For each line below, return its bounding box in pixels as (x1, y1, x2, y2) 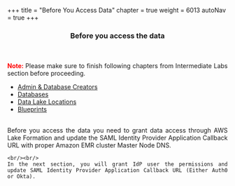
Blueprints (17, 105, 48, 114)
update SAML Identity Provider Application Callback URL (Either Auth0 (7, 167, 228, 174)
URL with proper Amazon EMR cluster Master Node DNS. (7, 141, 171, 150)
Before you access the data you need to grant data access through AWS (7, 126, 228, 135)
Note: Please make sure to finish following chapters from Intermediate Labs (7, 62, 228, 70)
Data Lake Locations (17, 98, 77, 106)
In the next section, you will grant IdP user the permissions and (7, 161, 228, 168)
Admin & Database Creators (17, 83, 98, 91)
